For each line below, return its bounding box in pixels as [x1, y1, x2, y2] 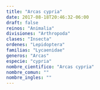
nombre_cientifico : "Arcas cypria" [6, 63, 95, 70]
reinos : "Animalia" [6, 25, 55, 31]
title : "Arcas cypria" [6, 8, 62, 15]
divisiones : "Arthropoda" [6, 31, 70, 37]
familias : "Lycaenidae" [6, 47, 65, 53]
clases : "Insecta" [6, 36, 52, 42]
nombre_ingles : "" [6, 75, 52, 81]
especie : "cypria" [6, 58, 52, 64]
